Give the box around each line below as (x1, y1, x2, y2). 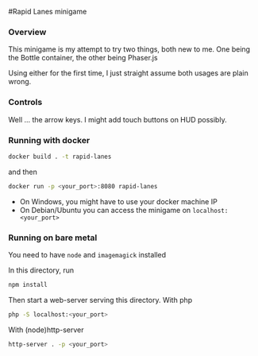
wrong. (8, 77, 32, 87)
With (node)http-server (8, 325, 84, 335)
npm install (8, 281, 48, 288)
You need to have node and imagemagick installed (8, 250, 167, 259)
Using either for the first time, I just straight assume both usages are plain (8, 68, 248, 78)
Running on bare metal (8, 232, 98, 243)
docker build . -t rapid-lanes (8, 153, 112, 161)
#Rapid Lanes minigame (8, 7, 87, 16)
